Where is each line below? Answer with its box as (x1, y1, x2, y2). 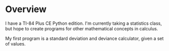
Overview (5, 4, 47, 15)
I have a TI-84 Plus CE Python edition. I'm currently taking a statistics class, (5, 20, 162, 26)
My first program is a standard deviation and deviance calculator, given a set (5, 35, 164, 41)
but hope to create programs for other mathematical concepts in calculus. (5, 25, 158, 31)
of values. (5, 40, 26, 46)
